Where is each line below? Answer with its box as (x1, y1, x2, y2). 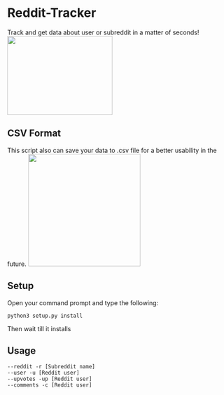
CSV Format (7, 128, 62, 140)
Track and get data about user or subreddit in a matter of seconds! (7, 28, 199, 36)
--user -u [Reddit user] (7, 370, 80, 377)
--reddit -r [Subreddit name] (7, 363, 96, 370)
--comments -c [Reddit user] (7, 382, 92, 389)
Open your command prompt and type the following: (7, 298, 159, 307)
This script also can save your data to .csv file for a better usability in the (7, 146, 217, 154)
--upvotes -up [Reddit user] (7, 375, 92, 383)
